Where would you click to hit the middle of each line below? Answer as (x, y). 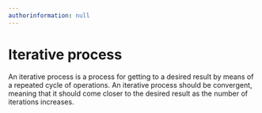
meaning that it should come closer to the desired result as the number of (128, 93)
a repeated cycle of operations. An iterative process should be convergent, (130, 85)
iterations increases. (41, 102)
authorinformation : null (49, 15)
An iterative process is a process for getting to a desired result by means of (131, 77)
